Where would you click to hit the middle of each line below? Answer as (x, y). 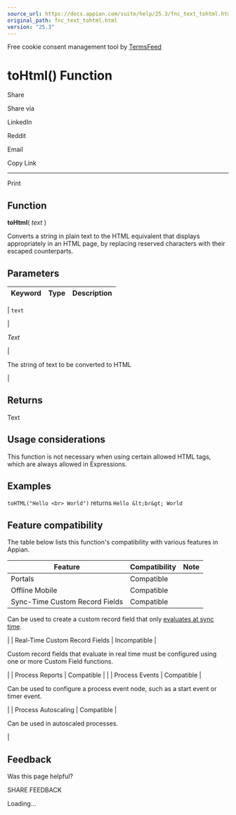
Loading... (22, 803)
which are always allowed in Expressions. (67, 464)
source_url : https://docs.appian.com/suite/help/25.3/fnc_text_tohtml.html (120, 14)
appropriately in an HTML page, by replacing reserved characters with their (117, 244)
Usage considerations (57, 440)
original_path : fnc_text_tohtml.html (63, 20)
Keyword (26, 293)
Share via (21, 108)
